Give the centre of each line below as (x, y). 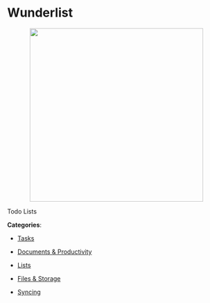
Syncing (29, 292)
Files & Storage (39, 278)
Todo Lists (22, 211)
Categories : (25, 225)
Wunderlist (40, 13)
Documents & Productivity (54, 252)
